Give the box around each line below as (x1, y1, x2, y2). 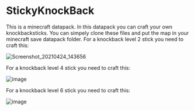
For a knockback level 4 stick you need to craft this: (6, 64, 130, 71)
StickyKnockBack (6, 4, 95, 17)
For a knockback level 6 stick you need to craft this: (6, 87, 130, 94)
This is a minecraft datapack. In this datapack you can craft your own (6, 23, 172, 30)
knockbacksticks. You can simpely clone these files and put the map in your (6, 29, 189, 36)
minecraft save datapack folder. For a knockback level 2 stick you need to (6, 35, 184, 42)
